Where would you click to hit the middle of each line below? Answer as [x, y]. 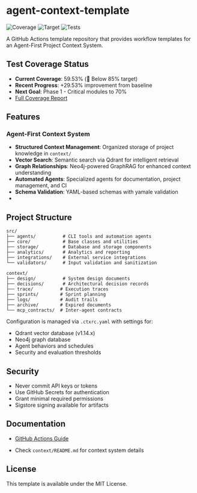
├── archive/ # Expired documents [59, 305]
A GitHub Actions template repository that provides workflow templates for [98, 39]
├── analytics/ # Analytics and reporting [68, 253]
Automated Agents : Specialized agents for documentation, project [98, 179]
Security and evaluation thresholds [58, 353]
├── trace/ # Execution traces [58, 289]
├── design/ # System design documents [68, 279]
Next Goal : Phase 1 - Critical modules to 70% [71, 92]
